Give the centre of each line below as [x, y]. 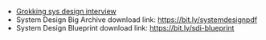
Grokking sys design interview [66, 11]
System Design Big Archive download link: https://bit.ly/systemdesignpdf [137, 20]
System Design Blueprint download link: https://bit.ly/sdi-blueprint [125, 28]
